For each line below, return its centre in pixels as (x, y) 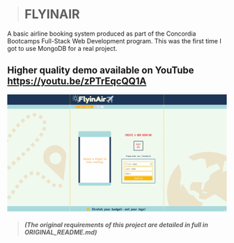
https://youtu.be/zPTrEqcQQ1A (77, 81)
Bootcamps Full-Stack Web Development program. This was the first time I (114, 40)
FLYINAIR (52, 14)
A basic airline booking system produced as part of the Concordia (102, 34)
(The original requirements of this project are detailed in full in (116, 225)
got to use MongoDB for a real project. (62, 48)
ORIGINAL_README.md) (61, 233)
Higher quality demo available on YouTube (101, 70)
